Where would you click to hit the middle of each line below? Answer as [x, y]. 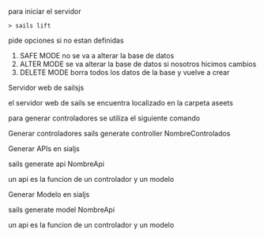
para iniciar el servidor [45, 11]
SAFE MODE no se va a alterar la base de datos [97, 56]
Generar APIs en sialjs [44, 148]
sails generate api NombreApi [57, 164]
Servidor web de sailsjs [46, 87]
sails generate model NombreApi [62, 209]
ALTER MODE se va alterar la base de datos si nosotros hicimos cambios [138, 64]
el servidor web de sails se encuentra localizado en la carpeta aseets [121, 103]
